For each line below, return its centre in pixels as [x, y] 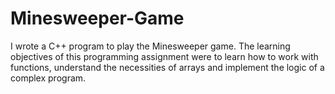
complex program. [48, 78]
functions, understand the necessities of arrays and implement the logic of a [167, 67]
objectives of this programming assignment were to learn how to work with [164, 56]
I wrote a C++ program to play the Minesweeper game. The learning [150, 46]
